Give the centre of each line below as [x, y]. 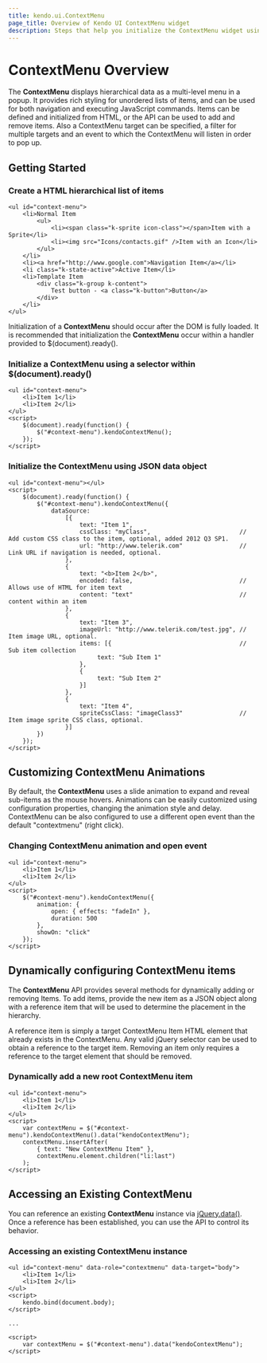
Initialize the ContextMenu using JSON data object [108, 466]
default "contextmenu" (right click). [66, 825]
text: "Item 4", [106, 706]
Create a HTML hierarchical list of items [86, 191]
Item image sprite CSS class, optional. [76, 720]
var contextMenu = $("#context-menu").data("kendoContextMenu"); [133, 1344]
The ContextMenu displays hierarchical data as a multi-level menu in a [124, 92]
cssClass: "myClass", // [163, 532]
